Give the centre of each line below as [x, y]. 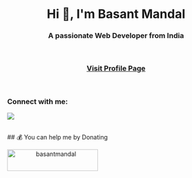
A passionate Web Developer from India [116, 36]
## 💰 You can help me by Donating [58, 137]
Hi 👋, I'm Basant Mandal [116, 14]
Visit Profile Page [116, 68]
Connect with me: [38, 101]
